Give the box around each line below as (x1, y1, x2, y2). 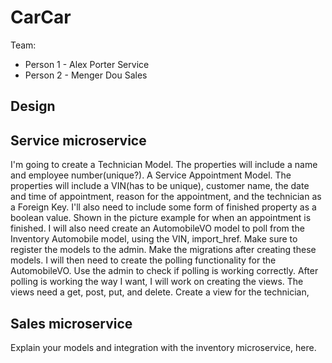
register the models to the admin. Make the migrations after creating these (10, 244, 317, 256)
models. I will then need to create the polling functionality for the (10, 254, 277, 266)
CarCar (10, 6, 72, 29)
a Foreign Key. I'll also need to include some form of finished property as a (10, 201, 317, 213)
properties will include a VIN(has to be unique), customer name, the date (10, 180, 310, 192)
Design (10, 98, 56, 115)
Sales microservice (10, 315, 133, 332)
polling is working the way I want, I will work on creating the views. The (10, 276, 304, 288)
